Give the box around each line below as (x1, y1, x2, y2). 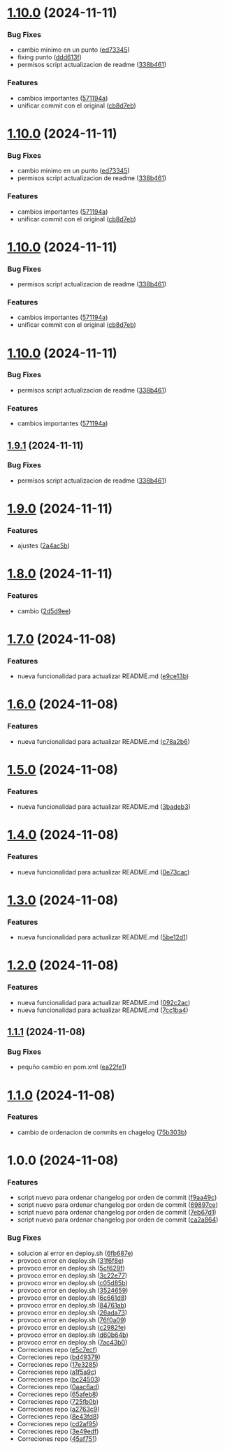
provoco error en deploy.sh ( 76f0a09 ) (17, 1315, 127, 1324)
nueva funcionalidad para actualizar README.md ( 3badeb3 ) (17, 803, 191, 811)
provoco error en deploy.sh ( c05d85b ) (17, 1278, 128, 1287)
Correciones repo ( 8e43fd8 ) (17, 1412, 99, 1421)
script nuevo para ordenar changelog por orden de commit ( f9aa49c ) (17, 1193, 217, 1202)
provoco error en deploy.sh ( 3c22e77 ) (17, 1271, 128, 1280)
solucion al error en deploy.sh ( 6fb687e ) (17, 1249, 134, 1257)
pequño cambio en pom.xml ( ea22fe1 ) (17, 1063, 127, 1071)
